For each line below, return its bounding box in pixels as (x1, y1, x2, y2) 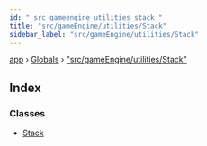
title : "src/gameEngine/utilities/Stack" (9, 21, 167, 30)
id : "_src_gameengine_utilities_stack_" (9, 13, 164, 22)
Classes (9, 107, 46, 119)
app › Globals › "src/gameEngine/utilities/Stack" (9, 55, 187, 65)
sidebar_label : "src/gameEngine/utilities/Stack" (9, 30, 200, 39)
